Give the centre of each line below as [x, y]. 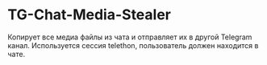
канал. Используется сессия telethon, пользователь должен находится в [133, 45]
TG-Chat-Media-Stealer [89, 15]
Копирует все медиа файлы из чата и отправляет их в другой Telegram [130, 37]
